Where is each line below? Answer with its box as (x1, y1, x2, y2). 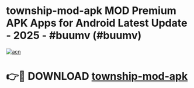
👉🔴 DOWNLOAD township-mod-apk (6, 70, 188, 83)
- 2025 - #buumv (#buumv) (6, 29, 142, 42)
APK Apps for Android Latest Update (6, 16, 188, 30)
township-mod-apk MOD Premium (6, 4, 176, 17)
